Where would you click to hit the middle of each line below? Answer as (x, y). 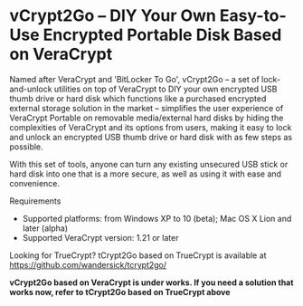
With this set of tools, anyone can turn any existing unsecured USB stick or (149, 164)
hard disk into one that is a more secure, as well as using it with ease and (146, 174)
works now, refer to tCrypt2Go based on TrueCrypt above (120, 292)
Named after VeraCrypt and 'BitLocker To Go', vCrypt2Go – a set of (134, 79)
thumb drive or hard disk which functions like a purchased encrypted (138, 98)
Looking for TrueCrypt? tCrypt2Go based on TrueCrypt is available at (138, 255)
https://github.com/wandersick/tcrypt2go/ (88, 264)
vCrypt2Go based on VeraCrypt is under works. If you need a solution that (151, 282)
